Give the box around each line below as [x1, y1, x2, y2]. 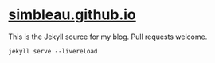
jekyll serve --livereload [8, 47, 98, 55]
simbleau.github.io [8, 6, 137, 24]
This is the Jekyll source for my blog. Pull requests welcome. [8, 32, 208, 41]
